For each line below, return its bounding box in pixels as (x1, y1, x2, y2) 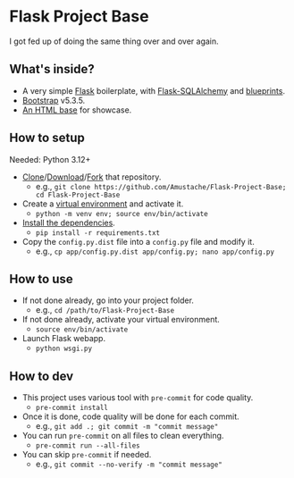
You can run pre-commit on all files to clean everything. (21, 431, 224, 441)
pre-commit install (35, 404, 109, 413)
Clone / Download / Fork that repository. (21, 172, 162, 182)
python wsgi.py (35, 344, 92, 354)
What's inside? (9, 62, 96, 77)
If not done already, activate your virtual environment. (21, 314, 221, 325)
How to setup (9, 130, 85, 146)
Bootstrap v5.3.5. (21, 95, 86, 105)
